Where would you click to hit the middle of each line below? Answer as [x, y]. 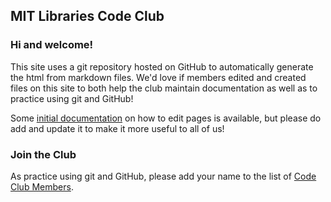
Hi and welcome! [52, 45]
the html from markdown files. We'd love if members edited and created [158, 77]
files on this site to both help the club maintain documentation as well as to [164, 88]
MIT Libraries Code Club [87, 16]
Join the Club [43, 154]
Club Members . [42, 186]
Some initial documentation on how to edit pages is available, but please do [166, 118]
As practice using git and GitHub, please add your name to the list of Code [163, 176]
